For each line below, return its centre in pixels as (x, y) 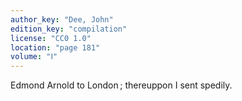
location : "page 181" (55, 47)
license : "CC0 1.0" (51, 38)
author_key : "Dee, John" (62, 19)
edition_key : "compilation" (69, 29)
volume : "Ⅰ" (34, 57)
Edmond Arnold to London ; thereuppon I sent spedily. (121, 85)
